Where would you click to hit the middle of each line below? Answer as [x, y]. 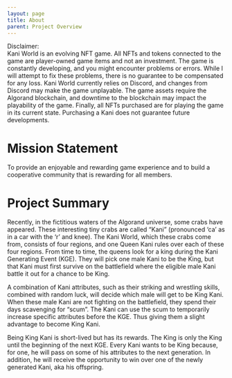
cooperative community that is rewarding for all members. [90, 175]
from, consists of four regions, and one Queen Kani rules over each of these [116, 245]
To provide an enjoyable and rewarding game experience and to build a [109, 167]
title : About [26, 20]
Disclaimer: [23, 47]
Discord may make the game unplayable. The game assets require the [107, 90]
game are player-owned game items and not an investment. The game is [110, 61]
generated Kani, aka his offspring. [55, 367]
